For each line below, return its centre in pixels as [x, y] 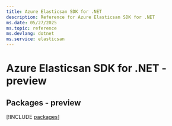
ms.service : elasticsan [36, 39]
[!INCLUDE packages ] [33, 117]
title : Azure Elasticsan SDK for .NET [54, 12]
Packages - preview [44, 103]
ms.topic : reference [32, 28]
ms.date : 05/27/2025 [32, 22]
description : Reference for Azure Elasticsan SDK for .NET [81, 17]
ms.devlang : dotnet [30, 34]
